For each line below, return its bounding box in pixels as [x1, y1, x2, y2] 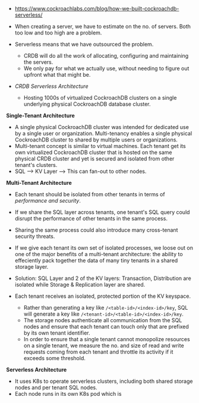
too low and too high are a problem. [14, 29, 102, 36]
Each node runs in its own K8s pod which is [14, 391, 122, 397]
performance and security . [14, 197, 81, 204]
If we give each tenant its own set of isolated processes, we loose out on [14, 244, 193, 251]
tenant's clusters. [14, 162, 58, 168]
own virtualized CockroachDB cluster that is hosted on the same [14, 149, 172, 156]
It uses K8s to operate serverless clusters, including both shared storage [14, 377, 193, 385]
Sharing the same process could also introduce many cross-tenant [14, 226, 178, 234]
